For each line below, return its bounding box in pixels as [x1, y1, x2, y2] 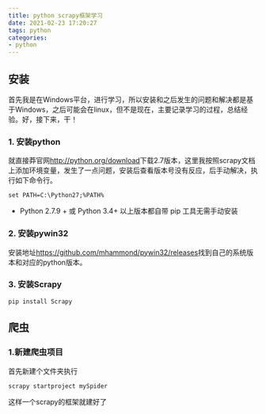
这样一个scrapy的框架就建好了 [8, 397, 107, 406]
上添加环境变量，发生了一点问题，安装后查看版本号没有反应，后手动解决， [8, 165, 251, 175]
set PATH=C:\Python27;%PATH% [8, 192, 104, 199]
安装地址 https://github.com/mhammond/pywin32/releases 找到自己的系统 [8, 247, 247, 257]
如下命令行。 [14, 176, 57, 185]
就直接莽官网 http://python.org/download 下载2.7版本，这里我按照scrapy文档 [8, 156, 256, 165]
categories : [8, 33, 47, 42]
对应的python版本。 [21, 257, 87, 267]
